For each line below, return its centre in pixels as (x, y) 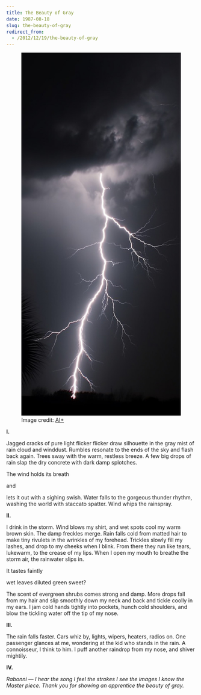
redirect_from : (25, 32)
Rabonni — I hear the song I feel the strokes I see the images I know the (95, 679)
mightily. (17, 655)
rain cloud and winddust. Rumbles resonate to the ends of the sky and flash (100, 449)
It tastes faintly (25, 570)
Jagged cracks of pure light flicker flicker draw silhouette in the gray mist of (100, 443)
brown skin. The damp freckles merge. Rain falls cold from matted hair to (97, 533)
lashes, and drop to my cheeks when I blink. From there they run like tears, (99, 546)
